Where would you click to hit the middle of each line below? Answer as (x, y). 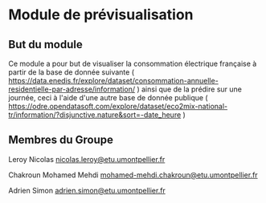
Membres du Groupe (61, 140)
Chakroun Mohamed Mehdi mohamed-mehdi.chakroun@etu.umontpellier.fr (133, 175)
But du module (45, 45)
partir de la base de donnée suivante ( (72, 72)
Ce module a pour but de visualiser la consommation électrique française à (133, 63)
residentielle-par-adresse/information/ (72, 89)
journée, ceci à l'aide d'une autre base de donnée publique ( (108, 97)
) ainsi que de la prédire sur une (189, 89)
